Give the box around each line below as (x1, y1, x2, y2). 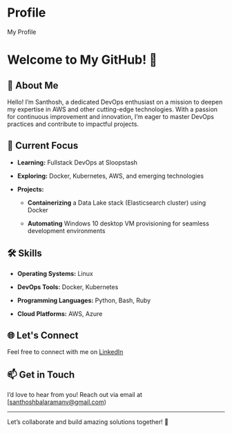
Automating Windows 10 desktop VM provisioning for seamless (27, 219, 209, 228)
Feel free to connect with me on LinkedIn (7, 348, 124, 356)
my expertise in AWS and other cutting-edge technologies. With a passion (7, 105, 218, 113)
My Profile (7, 28, 37, 36)
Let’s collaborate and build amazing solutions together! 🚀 (7, 418, 169, 426)
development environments (27, 226, 106, 234)
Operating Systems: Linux (17, 269, 93, 277)
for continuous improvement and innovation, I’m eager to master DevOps (7, 112, 214, 120)
